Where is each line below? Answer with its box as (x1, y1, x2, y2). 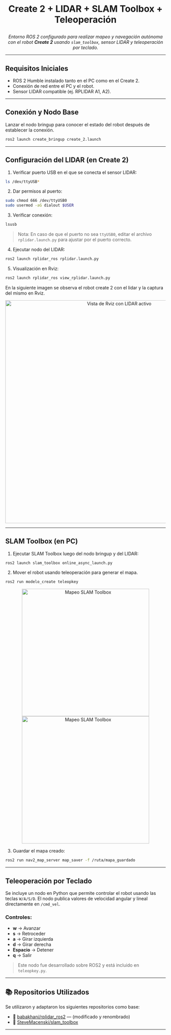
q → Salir (12, 952, 32, 959)
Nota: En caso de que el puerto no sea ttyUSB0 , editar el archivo (17, 231, 152, 237)
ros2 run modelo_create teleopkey (5, 579, 79, 585)
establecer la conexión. (5, 127, 54, 133)
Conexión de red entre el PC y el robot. (12, 83, 95, 89)
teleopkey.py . (17, 968, 47, 974)
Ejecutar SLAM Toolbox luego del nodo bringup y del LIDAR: (12, 550, 139, 556)
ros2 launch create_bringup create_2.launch (5, 137, 101, 142)
